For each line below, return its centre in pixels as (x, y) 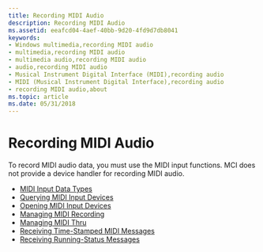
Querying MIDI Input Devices (66, 197)
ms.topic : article (38, 97)
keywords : (24, 38)
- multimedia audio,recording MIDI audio (77, 60)
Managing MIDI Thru (53, 223)
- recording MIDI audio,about (58, 89)
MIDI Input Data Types (56, 189)
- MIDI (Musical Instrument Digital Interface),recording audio (116, 82)
